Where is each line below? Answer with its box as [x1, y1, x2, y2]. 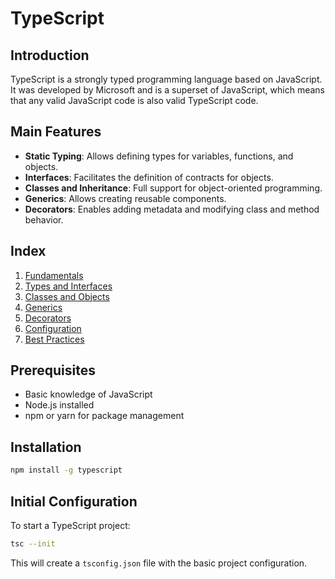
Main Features [10, 123, 102, 141]
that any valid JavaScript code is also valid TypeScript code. [10, 95, 259, 106]
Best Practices [24, 333, 85, 345]
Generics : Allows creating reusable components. [24, 192, 227, 204]
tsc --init [10, 538, 56, 549]
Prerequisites [10, 362, 96, 379]
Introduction [10, 47, 90, 64]
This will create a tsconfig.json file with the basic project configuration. [10, 557, 308, 569]
